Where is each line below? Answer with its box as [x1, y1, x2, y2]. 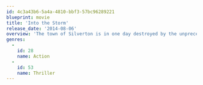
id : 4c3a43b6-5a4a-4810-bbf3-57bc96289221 [6, 8, 115, 15]
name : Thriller [17, 70, 56, 76]
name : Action [17, 53, 50, 59]
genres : [6, 37, 26, 42]
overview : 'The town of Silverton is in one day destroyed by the [6, 31, 177, 37]
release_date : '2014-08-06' [6, 25, 77, 32]
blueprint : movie [6, 14, 50, 20]
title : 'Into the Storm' [6, 20, 69, 26]
